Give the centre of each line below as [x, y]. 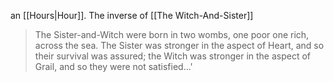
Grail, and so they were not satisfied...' [113, 66]
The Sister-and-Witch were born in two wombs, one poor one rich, [172, 34]
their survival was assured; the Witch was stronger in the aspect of [173, 56]
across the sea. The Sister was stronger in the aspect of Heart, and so [179, 45]
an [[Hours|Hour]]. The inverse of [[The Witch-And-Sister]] [132, 15]
